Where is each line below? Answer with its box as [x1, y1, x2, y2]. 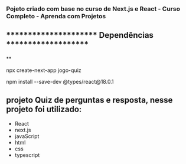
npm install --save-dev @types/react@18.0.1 [6, 78, 114, 85]
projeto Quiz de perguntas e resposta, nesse [6, 95, 173, 105]
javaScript [14, 132, 40, 140]
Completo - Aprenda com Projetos [6, 12, 106, 20]
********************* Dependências [6, 30, 154, 40]
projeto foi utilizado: [6, 104, 82, 114]
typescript [14, 151, 40, 158]
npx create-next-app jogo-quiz [6, 67, 81, 74]
